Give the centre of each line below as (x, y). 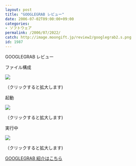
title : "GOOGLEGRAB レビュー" (35, 14)
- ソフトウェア (19, 28)
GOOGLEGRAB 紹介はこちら (34, 158)
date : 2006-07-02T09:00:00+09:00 (40, 19)
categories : (17, 24)
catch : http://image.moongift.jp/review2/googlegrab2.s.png (68, 38)
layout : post (19, 10)
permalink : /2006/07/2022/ (33, 33)
